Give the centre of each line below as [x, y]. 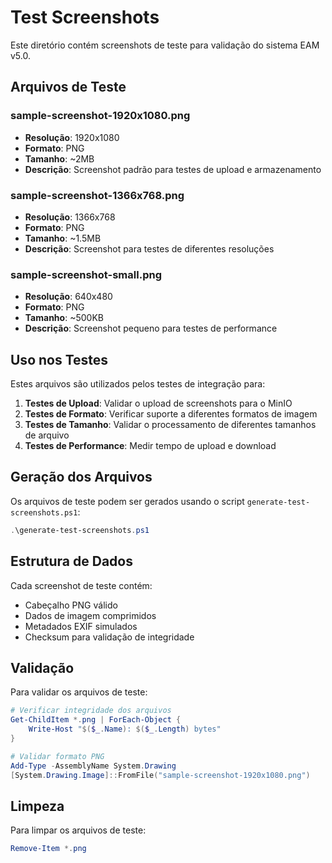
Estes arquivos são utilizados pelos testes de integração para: [138, 384]
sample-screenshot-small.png [86, 274]
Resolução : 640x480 [68, 297]
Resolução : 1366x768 [70, 217]
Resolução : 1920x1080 [72, 137]
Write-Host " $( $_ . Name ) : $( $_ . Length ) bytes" [125, 729]
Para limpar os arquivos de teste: [78, 830]
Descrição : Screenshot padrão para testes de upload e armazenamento [173, 169]
